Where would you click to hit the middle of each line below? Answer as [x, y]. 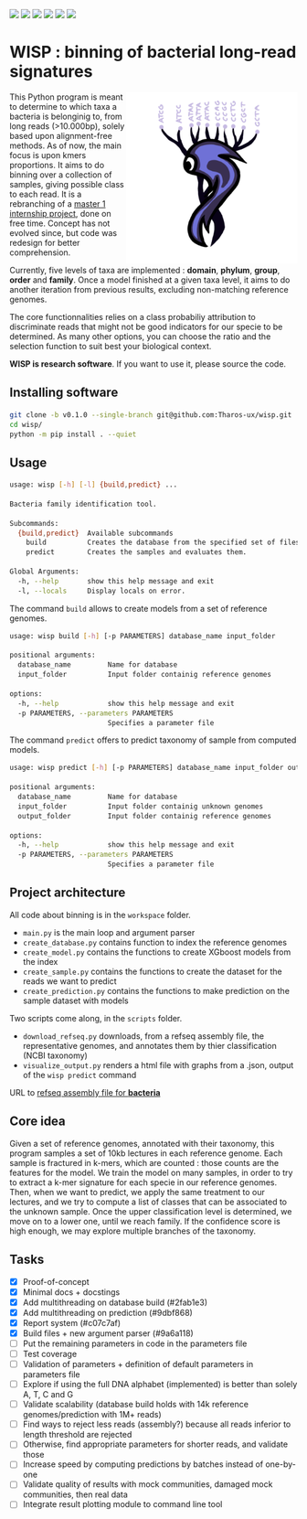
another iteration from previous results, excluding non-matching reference [149, 289]
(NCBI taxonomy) [55, 1055]
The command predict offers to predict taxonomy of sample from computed [153, 740]
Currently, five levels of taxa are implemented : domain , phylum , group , [145, 270]
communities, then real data [75, 1494]
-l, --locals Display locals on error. [101, 591]
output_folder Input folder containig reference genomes [145, 816]
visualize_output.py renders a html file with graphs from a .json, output [158, 1064]
